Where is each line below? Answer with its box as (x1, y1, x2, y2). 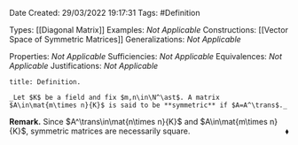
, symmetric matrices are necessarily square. (26, 126, 191, 136)
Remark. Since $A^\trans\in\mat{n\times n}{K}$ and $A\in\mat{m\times (9, 117, 268, 126)
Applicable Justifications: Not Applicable (9, 61, 159, 71)
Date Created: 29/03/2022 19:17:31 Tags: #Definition (9, 8, 200, 18)
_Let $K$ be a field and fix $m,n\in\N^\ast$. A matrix (9, 93, 220, 102)
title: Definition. (9, 78, 82, 87)
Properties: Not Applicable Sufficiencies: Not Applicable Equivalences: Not (9, 51, 282, 61)
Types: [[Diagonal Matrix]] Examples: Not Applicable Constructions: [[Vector (9, 25, 288, 34)
